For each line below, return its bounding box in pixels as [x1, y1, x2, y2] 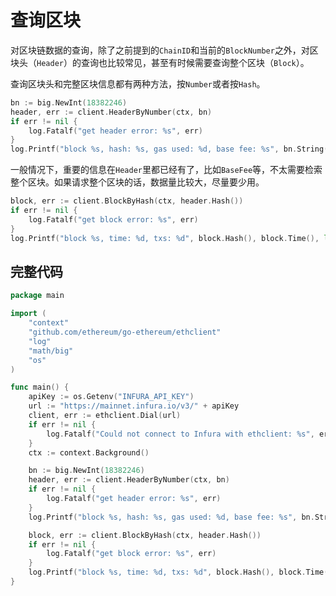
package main [10, 291, 65, 301]
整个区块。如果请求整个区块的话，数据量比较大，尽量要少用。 [10, 176, 265, 188]
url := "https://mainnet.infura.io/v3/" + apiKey [28, 401, 240, 411]
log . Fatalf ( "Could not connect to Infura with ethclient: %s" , [46, 429, 315, 439]
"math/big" [28, 346, 74, 356]
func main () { [10, 382, 70, 393]
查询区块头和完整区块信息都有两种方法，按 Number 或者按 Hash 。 [10, 77, 266, 90]
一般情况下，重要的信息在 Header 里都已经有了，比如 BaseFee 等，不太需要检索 [10, 164, 323, 176]
